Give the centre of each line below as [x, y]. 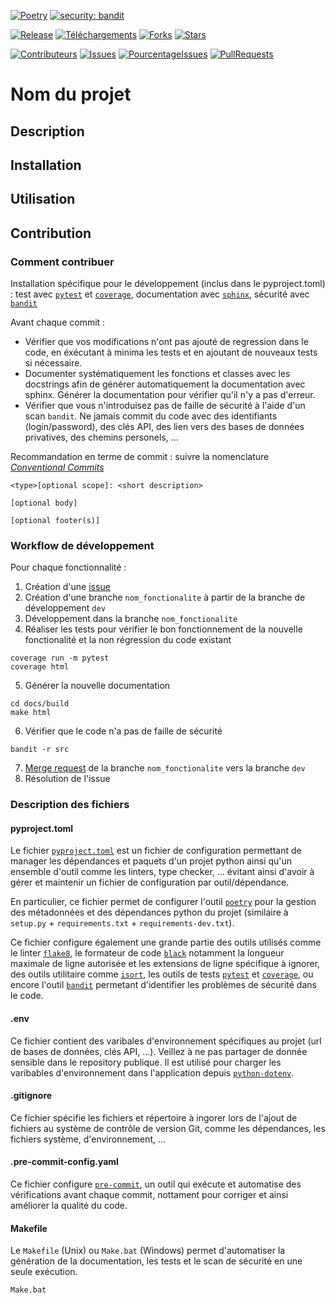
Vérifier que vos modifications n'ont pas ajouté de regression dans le [166, 342]
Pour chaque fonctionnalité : [68, 567]
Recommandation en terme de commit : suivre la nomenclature [140, 457]
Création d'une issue [67, 587]
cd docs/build [40, 704]
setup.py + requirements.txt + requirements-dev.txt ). [122, 923]
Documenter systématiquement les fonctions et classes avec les [157, 374]
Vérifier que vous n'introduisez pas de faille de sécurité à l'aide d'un [165, 406]
